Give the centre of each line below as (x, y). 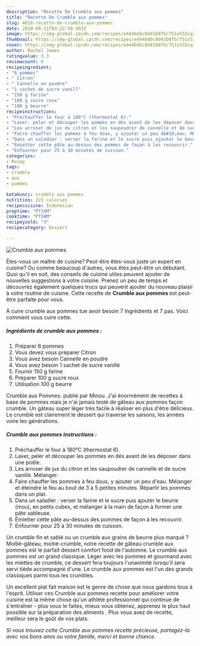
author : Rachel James (33, 51)
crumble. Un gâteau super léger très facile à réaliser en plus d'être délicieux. (100, 408)
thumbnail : (20, 39)
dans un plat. (31, 494)
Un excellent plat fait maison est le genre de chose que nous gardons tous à (99, 587)
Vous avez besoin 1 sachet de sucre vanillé (67, 365)
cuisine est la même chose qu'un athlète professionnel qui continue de (93, 599)
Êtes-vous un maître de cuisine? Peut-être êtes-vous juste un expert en (94, 261)
